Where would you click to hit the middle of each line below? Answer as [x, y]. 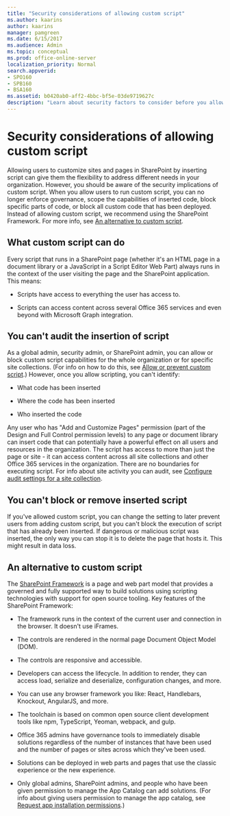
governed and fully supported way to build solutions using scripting [102, 591]
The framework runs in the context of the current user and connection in [119, 619]
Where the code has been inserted [66, 401]
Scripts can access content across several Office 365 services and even [119, 307]
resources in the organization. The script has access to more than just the [111, 449]
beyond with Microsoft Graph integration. [75, 314]
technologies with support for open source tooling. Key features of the [106, 598]
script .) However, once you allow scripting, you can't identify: [93, 375]
